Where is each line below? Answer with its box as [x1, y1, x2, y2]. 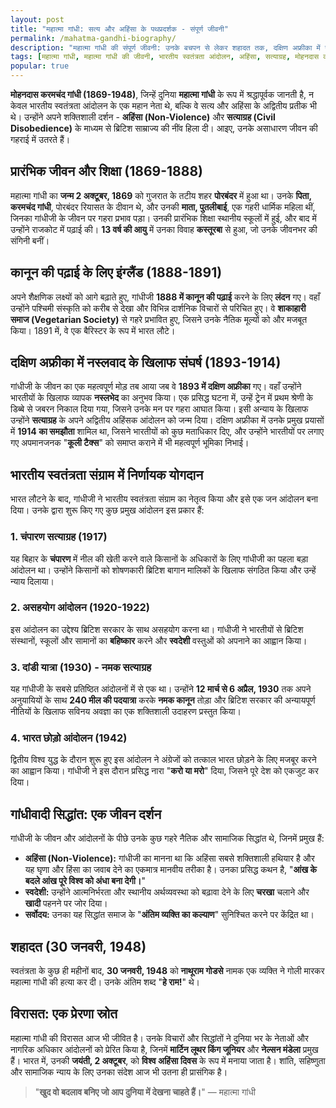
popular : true [10, 61, 70, 71]
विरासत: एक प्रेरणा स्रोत [10, 1006, 118, 1023]
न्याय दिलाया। [10, 575, 55, 587]
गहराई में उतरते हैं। [10, 134, 71, 145]
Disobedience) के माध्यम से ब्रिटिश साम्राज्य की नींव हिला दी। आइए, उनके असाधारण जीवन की [10, 122, 318, 134]
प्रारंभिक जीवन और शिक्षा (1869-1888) [10, 163, 203, 180]
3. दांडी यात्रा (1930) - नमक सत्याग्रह [10, 660, 152, 674]
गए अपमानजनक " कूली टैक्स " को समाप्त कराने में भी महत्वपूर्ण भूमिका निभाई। [10, 437, 250, 449]
